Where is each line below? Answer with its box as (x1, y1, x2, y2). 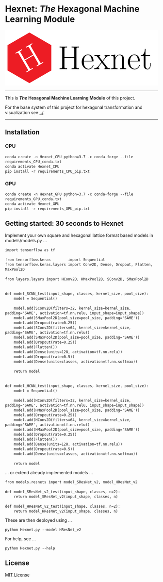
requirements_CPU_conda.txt (5, 159, 62, 164)
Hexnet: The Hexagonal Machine (5, 3, 140, 15)
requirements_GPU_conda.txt (5, 197, 62, 202)
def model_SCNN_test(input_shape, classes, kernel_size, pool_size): (5, 291, 149, 296)
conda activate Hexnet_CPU (5, 164, 60, 169)
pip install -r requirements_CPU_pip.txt (5, 169, 90, 174)
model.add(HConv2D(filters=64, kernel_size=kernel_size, (14, 417, 131, 422)
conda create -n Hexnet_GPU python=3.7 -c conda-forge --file (5, 192, 133, 197)
